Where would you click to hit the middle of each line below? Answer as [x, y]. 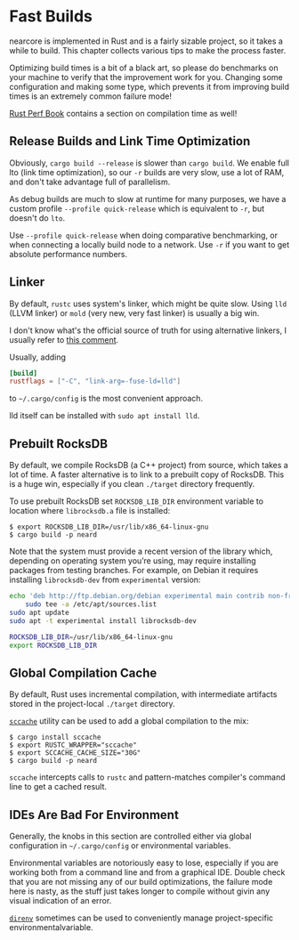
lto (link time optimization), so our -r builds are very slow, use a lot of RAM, [147, 172]
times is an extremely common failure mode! [90, 96]
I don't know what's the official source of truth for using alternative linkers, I [148, 330]
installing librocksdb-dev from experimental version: [105, 579]
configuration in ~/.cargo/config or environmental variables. [120, 846]
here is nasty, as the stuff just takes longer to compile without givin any [140, 891]
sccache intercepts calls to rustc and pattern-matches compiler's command [148, 777]
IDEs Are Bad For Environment [94, 815]
